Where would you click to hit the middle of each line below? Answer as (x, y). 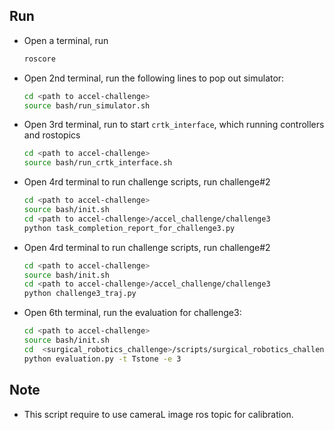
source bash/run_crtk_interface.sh (98, 163)
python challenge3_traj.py (80, 294)
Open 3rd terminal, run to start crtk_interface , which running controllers (174, 125)
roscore (39, 59)
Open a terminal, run (66, 40)
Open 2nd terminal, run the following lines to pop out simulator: (154, 78)
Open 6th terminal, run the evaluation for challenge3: (132, 313)
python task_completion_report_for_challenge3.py (129, 228)
